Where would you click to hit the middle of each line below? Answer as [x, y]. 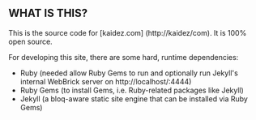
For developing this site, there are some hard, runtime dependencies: [124, 57]
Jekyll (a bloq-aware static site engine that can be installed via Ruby [134, 99]
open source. [30, 41]
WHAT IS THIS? [48, 13]
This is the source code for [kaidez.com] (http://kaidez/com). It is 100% [128, 32]
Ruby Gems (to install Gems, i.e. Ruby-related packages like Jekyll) [132, 90]
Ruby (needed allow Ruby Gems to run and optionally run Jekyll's [129, 73]
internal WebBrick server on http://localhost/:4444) [106, 81]
